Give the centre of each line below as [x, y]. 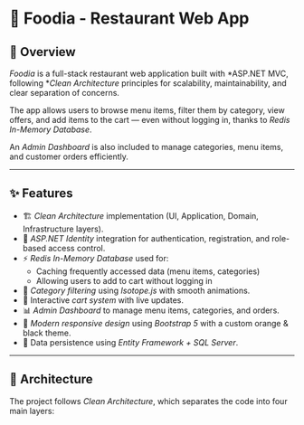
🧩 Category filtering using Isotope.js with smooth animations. [136, 290]
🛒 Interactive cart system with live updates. [103, 300]
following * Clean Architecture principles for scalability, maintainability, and [148, 83]
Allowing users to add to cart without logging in [124, 280]
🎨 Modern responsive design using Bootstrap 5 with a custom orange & [155, 323]
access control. [77, 248]
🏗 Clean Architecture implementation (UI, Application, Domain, [141, 215]
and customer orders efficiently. [69, 156]
